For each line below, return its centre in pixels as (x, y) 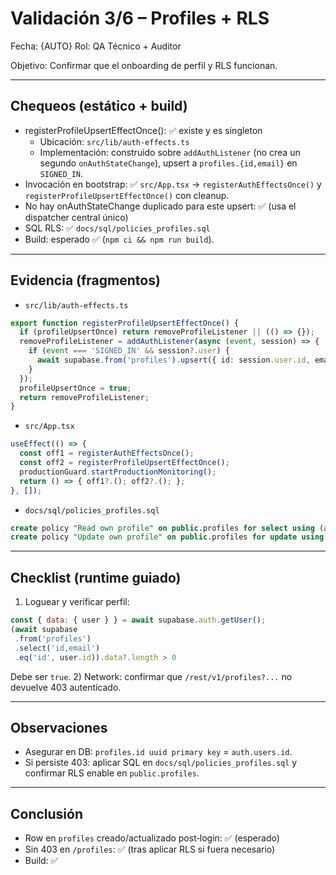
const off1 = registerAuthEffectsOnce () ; (107, 453)
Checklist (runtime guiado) (96, 577)
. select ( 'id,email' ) (57, 648)
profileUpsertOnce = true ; (75, 388)
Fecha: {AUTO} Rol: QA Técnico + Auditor (96, 46)
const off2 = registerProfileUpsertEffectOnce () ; (124, 463)
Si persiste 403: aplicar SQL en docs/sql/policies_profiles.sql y (161, 763)
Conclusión (47, 813)
